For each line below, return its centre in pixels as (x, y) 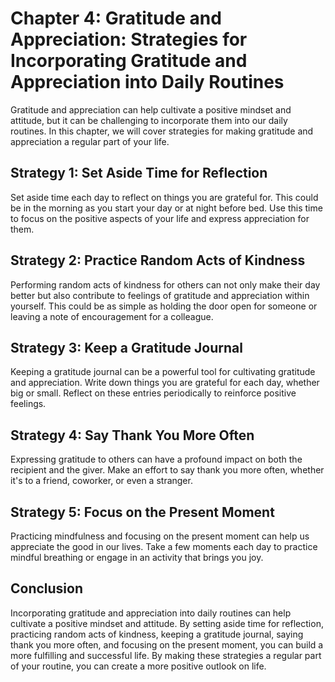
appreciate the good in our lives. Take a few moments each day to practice (164, 546)
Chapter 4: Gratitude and (116, 18)
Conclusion (47, 588)
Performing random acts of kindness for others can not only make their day (165, 284)
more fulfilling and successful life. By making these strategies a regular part (166, 655)
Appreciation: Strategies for (129, 39)
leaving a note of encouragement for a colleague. (112, 316)
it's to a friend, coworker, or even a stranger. (101, 481)
